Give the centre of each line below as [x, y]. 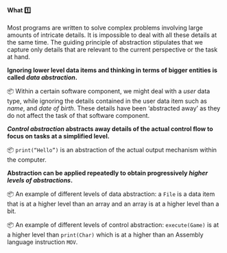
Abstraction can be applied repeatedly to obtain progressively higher [107, 173]
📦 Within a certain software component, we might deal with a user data [109, 91]
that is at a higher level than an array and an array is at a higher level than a [113, 204]
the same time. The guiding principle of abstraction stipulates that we [105, 43]
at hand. [19, 57]
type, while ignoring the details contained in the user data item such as [107, 101]
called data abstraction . [42, 77]
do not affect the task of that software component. [78, 116]
